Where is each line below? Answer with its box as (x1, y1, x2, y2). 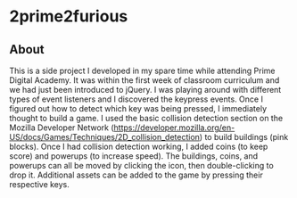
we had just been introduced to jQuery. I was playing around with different (9, 85, 282, 95)
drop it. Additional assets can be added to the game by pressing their (9, 169, 263, 180)
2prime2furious (9, 6, 128, 27)
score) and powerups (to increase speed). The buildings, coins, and (9, 151, 259, 161)
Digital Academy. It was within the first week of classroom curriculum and (9, 75, 280, 86)
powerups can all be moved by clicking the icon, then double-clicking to (9, 161, 274, 170)
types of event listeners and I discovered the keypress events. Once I (9, 94, 263, 104)
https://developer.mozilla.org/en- (113, 122, 235, 133)
